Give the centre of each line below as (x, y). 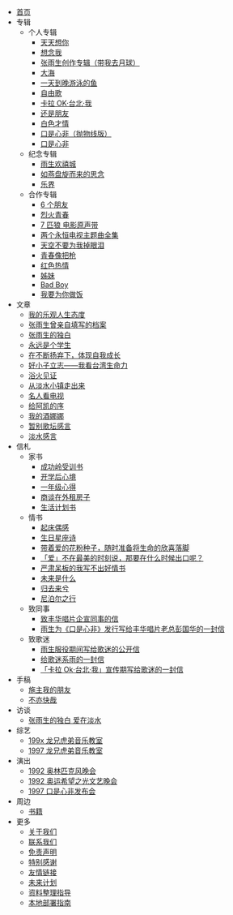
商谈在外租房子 (65, 497)
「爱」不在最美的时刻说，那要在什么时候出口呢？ (122, 558)
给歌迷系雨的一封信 (72, 659)
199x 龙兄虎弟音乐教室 (66, 740)
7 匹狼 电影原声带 (69, 225)
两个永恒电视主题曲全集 (79, 235)
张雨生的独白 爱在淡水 (65, 720)
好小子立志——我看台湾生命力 (78, 365)
